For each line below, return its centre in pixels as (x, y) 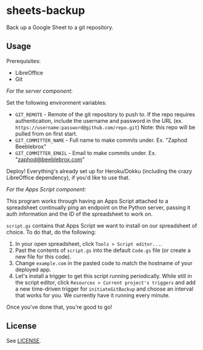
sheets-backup (46, 11)
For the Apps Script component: (46, 189)
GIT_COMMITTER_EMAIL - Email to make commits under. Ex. (85, 153)
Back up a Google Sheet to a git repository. (60, 27)
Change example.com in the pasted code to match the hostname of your (104, 263)
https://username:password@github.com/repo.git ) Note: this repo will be (105, 127)
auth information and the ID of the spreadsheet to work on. (80, 214)
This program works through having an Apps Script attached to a (87, 201)
